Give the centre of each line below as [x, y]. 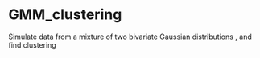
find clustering [32, 44]
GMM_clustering [65, 15]
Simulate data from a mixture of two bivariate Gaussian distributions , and [130, 37]
